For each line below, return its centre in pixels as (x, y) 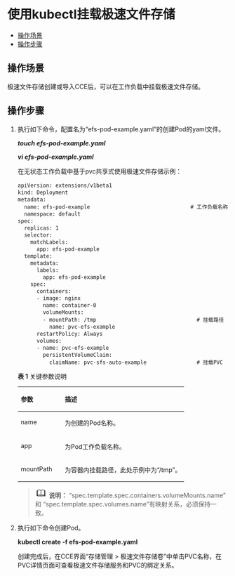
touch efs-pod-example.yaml (61, 143)
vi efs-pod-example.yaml (55, 157)
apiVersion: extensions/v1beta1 (65, 185)
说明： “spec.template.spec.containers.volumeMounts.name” (137, 495)
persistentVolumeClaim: (78, 355)
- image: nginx (58, 298)
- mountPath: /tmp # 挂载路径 (134, 320)
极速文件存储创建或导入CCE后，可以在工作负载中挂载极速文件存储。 (106, 86)
